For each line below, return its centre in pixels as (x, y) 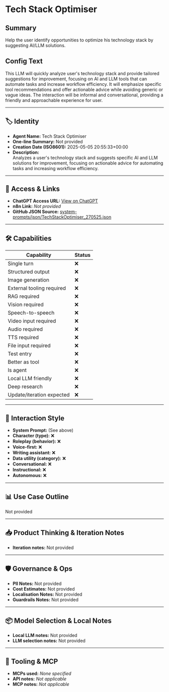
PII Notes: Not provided (37, 583)
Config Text (24, 61)
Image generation (28, 280)
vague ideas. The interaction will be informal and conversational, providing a (84, 95)
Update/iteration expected (39, 395)
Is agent (17, 370)
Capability (39, 255)
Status (83, 255)
